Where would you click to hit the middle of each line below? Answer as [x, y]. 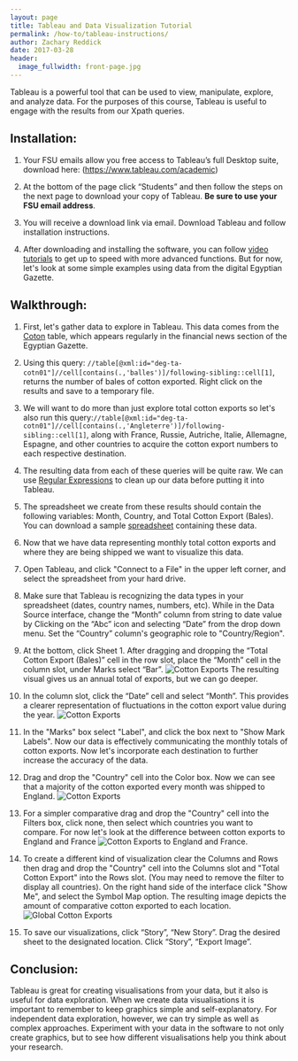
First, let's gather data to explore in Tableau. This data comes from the [151, 326]
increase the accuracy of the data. [85, 760]
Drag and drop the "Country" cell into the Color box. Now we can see [149, 777]
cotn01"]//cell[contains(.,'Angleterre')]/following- [124, 426]
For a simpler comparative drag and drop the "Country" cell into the [146, 813]
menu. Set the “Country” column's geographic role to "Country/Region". [154, 633]
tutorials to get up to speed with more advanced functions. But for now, [153, 259]
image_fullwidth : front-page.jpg [80, 67]
